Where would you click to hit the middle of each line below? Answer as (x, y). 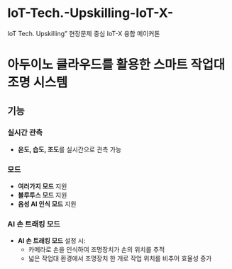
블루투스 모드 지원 (42, 195)
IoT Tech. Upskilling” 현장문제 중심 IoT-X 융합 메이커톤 (84, 33)
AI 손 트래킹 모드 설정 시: (51, 241)
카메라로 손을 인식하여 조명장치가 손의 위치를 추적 (96, 250)
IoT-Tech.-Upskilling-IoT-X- (90, 13)
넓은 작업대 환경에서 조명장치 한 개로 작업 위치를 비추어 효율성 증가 (120, 258)
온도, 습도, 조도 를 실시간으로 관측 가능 (70, 149)
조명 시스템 (38, 82)
